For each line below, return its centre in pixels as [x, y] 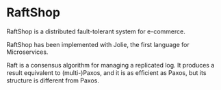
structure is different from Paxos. [53, 80]
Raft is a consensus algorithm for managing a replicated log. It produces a [110, 65]
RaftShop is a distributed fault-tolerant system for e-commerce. [96, 31]
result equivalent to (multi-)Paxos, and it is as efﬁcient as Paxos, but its [106, 72]
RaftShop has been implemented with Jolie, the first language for [98, 44]
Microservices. [27, 52]
